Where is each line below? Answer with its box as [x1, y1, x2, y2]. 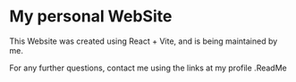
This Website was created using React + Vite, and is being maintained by [9, 36, 278, 46]
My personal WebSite [9, 6, 173, 27]
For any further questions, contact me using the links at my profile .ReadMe [9, 62, 288, 73]
